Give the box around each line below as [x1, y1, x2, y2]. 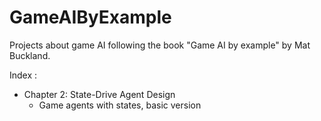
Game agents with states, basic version [38, 99, 202, 111]
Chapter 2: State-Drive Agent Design [23, 88, 176, 100]
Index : [9, 69, 38, 81]
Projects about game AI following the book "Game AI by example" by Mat [9, 39, 311, 51]
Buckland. [9, 49, 51, 61]
